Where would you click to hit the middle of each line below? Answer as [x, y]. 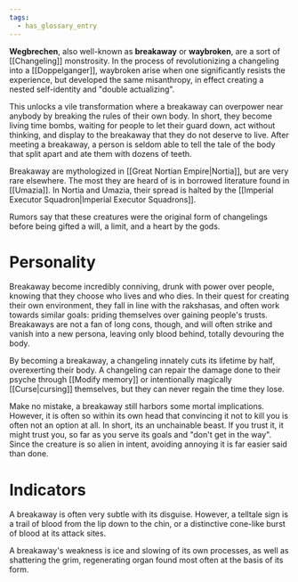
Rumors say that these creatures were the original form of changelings [139, 217]
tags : [19, 17]
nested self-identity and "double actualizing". [92, 89]
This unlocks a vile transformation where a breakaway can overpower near [146, 106]
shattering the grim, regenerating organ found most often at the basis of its [146, 560]
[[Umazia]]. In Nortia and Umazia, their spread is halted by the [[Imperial [141, 190]
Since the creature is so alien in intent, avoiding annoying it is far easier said [148, 444]
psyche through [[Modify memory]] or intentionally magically [121, 380]
